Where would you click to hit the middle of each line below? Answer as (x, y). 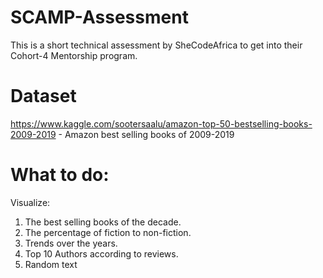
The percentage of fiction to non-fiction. (108, 232)
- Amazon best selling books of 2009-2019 (146, 134)
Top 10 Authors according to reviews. (101, 253)
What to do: (60, 175)
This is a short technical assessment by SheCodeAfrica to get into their (156, 45)
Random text (51, 264)
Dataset (43, 96)
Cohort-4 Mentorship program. (74, 55)
